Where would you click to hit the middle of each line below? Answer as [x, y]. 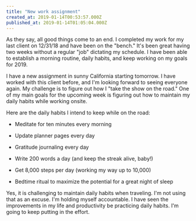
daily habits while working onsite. [47, 101]
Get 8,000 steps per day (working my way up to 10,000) [83, 170]
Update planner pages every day [55, 136]
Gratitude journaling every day [52, 147]
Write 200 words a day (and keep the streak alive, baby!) [84, 159]
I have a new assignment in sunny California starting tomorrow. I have [91, 76]
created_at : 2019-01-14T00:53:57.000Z [54, 17]
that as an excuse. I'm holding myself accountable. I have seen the [87, 200]
